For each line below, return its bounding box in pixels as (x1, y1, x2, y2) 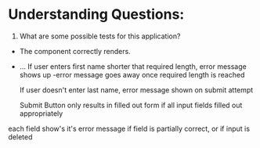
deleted (8, 132, 33, 142)
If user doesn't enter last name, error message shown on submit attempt (19, 85, 254, 95)
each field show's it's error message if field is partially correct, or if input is (8, 124, 251, 133)
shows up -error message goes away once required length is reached (19, 70, 245, 79)
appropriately (19, 108, 63, 118)
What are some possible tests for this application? (19, 31, 181, 41)
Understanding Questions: (8, 5, 185, 23)
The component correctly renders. (19, 46, 131, 56)
